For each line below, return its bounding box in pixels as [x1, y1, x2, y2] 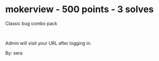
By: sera [5, 50, 23, 56]
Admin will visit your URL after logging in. [5, 40, 92, 46]
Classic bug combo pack [5, 20, 58, 26]
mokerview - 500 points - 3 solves [5, 4, 154, 15]
